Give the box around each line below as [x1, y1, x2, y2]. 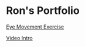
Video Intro [6, 34, 33, 41]
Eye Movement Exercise [6, 23, 64, 30]
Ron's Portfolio [6, 4, 80, 17]
